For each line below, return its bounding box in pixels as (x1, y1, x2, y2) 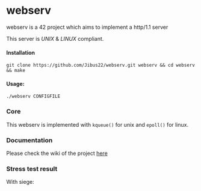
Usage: (6, 80, 25, 87)
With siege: (6, 178, 34, 186)
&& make (6, 67, 26, 74)
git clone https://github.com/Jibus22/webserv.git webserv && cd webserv (6, 62, 196, 68)
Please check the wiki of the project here (6, 150, 108, 157)
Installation (6, 49, 35, 56)
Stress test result (6, 165, 58, 173)
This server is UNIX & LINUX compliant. (6, 35, 104, 42)
